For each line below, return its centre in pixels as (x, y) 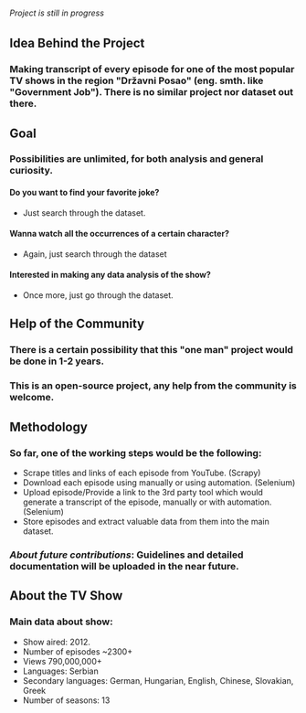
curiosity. (31, 171)
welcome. (32, 398)
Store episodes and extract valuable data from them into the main (146, 521)
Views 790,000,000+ (62, 661)
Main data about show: (61, 622)
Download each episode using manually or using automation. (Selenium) (159, 482)
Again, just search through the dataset (95, 254)
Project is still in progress (57, 13)
